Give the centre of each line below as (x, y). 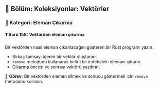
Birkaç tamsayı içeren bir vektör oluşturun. (54, 57)
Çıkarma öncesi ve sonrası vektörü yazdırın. (56, 67)
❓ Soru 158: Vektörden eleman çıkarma (45, 34)
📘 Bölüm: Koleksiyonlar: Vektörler (57, 9)
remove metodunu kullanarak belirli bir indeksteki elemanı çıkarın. (77, 61)
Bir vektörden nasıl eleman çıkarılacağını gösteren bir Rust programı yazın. (79, 47)
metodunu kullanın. (24, 81)
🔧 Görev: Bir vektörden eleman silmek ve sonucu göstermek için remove (77, 76)
